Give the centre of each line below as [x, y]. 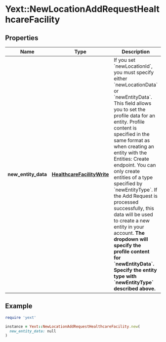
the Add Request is [136, 196]
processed [126, 202]
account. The [129, 233]
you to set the [129, 109]
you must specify [134, 72]
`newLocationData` [136, 85]
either [120, 79]
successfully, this [134, 208]
